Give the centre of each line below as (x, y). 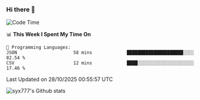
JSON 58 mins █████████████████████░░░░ (100, 53)
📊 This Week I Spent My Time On (49, 35)
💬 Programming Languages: (38, 48)
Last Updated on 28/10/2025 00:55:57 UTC (60, 79)
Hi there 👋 (21, 10)
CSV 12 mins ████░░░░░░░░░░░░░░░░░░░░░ (100, 63)
